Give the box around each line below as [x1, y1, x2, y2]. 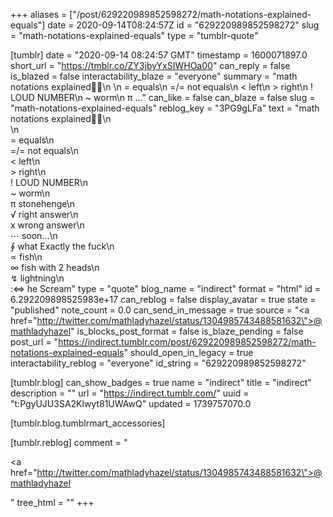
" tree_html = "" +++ [10, 497, 95, 508]
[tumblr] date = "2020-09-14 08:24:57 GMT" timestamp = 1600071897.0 [10, 49, 308, 61]
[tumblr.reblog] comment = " [10, 437, 128, 448]
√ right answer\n [10, 209, 79, 220]
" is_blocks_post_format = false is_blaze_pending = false [70, 325, 304, 337]
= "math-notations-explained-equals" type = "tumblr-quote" [10, 30, 259, 41]
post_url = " [10, 336, 59, 348]
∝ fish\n [10, 251, 43, 263]
